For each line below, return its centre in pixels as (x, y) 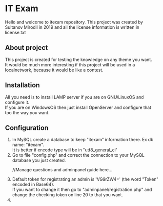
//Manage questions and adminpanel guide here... (62, 170)
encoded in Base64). (33, 185)
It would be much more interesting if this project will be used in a (70, 64)
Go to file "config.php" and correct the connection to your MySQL (78, 155)
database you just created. (39, 160)
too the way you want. (27, 112)
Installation (22, 85)
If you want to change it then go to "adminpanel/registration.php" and (82, 190)
